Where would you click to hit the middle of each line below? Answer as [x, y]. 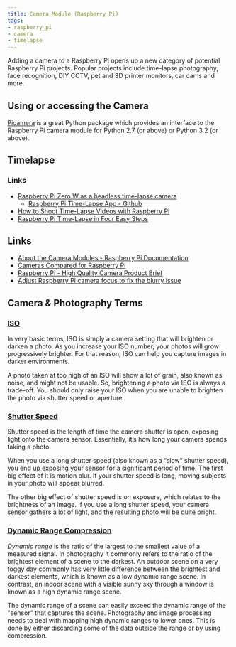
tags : [15, 21]
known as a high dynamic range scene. [64, 592]
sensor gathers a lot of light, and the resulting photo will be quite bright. [112, 512]
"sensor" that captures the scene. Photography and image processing [109, 613]
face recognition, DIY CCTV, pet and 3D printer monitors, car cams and [111, 76]
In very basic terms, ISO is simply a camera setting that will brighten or [111, 339]
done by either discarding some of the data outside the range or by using [114, 628]
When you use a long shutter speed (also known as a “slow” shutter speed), [118, 461]
